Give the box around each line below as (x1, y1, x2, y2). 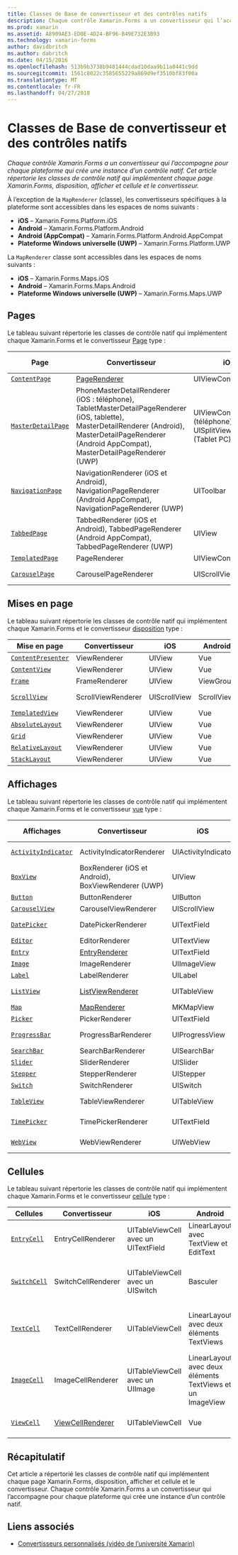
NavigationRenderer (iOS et (75, 468, 168, 478)
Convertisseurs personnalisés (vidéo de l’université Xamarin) (17, 1539, 195, 1548)
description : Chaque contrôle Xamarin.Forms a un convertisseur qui (7, 17, 214, 24)
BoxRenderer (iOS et (79, 863, 148, 873)
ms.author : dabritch (7, 50, 69, 58)
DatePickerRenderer (79, 920, 147, 929)
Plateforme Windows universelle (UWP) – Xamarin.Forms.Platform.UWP (17, 239, 231, 248)
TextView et (188, 1238, 228, 1248)
